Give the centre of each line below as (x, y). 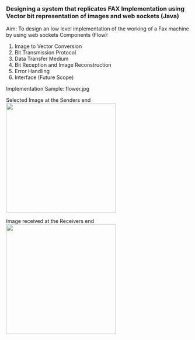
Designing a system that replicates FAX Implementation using (95, 9)
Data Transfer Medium (41, 59)
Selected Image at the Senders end (48, 100)
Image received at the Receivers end (50, 221)
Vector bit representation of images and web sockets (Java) (93, 16)
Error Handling (32, 71)
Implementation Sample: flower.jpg (48, 89)
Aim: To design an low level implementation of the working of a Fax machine (98, 29)
